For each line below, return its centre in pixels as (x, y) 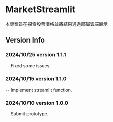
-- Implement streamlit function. (39, 90)
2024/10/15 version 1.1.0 (36, 78)
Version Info (25, 40)
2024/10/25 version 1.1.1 (36, 55)
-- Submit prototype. (27, 114)
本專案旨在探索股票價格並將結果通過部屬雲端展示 (56, 24)
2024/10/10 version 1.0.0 (37, 103)
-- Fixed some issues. (28, 66)
